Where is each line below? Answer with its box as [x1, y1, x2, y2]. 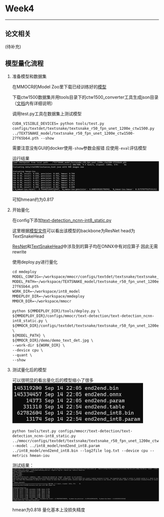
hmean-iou [30, 453, 50, 458]
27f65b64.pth [12, 136, 39, 141]
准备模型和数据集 [12, 73, 47, 79]
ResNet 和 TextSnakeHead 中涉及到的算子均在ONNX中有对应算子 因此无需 [12, 244, 158, 249]
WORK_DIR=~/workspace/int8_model [12, 289, 81, 294]
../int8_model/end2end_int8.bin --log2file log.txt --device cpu [12, 448, 148, 453]
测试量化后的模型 [12, 367, 47, 373]
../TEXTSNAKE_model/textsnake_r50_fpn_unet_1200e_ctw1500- [12, 131, 135, 136]
